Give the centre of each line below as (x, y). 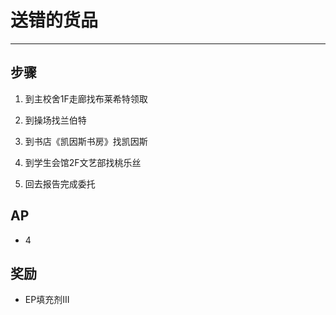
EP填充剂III (47, 300)
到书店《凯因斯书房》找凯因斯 (86, 141)
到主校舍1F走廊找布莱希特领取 (86, 98)
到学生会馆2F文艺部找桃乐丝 (83, 162)
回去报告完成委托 (60, 183)
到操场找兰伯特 (55, 120)
